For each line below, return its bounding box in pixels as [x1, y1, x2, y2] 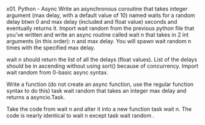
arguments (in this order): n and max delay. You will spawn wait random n [6, 38, 192, 45]
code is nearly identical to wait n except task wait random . [6, 112, 155, 119]
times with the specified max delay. [6, 44, 95, 51]
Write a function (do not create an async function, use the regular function [6, 80, 194, 88]
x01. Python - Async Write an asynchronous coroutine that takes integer [6, 5, 188, 12]
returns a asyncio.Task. [6, 94, 65, 101]
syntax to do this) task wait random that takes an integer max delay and [6, 87, 187, 94]
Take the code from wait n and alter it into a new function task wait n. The [6, 105, 192, 112]
